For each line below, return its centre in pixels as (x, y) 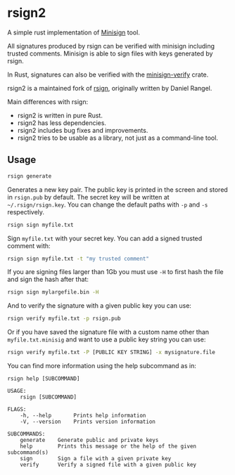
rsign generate (30, 176)
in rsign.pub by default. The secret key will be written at (89, 197)
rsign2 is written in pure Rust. (60, 115)
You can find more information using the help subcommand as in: (102, 366)
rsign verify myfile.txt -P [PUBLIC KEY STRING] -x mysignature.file (112, 353)
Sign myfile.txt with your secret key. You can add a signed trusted (105, 238)
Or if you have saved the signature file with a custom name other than (108, 332)
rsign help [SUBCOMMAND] (44, 379)
